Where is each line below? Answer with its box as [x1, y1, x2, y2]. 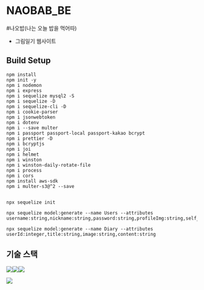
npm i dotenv [6, 119, 39, 125]
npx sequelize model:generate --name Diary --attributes [6, 226, 154, 232]
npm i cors [6, 173, 34, 179]
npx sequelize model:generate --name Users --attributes [6, 210, 154, 216]
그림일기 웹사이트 [15, 37, 56, 44]
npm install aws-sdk [6, 178, 59, 184]
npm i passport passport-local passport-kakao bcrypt [6, 130, 146, 136]
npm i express [6, 88, 42, 94]
